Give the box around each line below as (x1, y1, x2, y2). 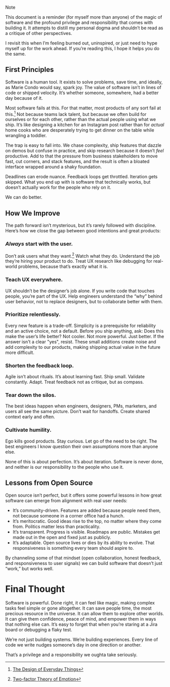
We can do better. (5, 194, 42, 200)
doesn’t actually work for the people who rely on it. (5, 184, 111, 190)
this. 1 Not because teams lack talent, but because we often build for (5, 110, 147, 117)
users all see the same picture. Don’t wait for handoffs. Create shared (5, 409, 150, 415)
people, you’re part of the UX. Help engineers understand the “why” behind (5, 293, 163, 299)
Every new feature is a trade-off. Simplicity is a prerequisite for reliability (5, 322, 156, 329)
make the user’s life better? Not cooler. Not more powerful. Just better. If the (5, 333, 164, 339)
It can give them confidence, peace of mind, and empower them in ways (5, 616, 156, 622)
